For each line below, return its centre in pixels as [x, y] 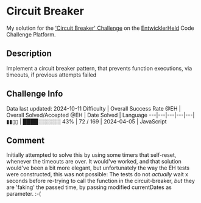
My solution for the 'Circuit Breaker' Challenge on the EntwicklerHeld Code [100, 28]
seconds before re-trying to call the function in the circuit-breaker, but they [100, 181]
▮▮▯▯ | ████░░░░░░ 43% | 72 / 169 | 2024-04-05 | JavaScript [86, 121]
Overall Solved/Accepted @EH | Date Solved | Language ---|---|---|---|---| [100, 115]
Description [29, 54]
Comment [26, 140]
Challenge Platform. [31, 34]
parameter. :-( [24, 194]
